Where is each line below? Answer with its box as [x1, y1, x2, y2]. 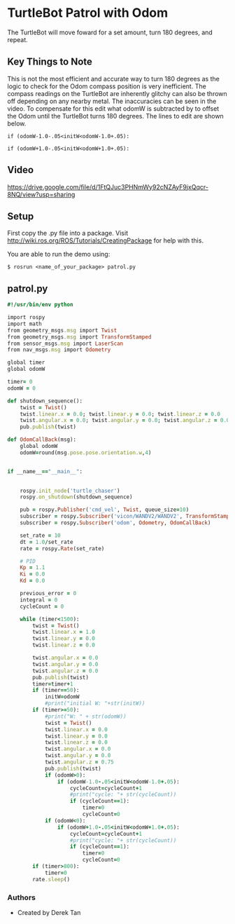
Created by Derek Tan [17, 908, 81, 916]
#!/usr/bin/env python [7, 301, 73, 308]
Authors [7, 892, 36, 902]
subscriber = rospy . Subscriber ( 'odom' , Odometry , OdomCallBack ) [20, 519, 211, 526]
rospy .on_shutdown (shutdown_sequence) [20, 494, 133, 501]
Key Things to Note [7, 56, 93, 68]
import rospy [7, 314, 45, 321]
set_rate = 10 [20, 531, 61, 539]
